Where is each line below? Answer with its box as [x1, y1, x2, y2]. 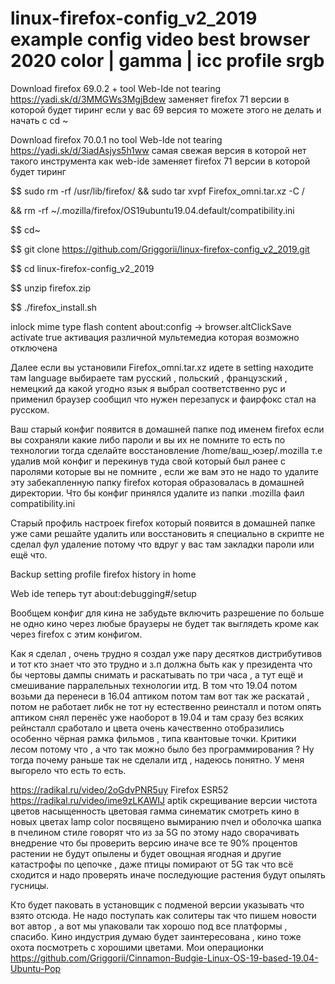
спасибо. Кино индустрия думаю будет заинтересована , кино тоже [10, 930, 302, 942]
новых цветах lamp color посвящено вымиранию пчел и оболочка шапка [10, 815, 322, 827]
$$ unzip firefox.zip [10, 282, 92, 294]
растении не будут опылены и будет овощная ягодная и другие [10, 847, 282, 859]
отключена [10, 342, 58, 354]
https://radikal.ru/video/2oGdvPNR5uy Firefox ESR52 [10, 783, 229, 796]
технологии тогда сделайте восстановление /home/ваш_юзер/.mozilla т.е [10, 444, 323, 456]
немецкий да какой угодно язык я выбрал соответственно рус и [10, 382, 286, 394]
